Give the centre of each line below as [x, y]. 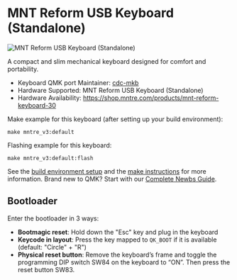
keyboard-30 [37, 105]
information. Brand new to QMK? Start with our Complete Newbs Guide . [112, 179]
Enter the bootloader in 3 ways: [53, 218]
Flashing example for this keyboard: [60, 145]
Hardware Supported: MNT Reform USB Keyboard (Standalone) [110, 90]
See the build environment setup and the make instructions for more [107, 171]
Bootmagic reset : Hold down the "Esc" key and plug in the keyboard [118, 232]
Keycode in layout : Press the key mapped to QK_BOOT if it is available [117, 240]
